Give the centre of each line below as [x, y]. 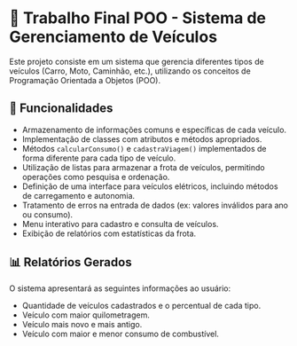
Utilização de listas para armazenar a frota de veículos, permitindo [143, 167]
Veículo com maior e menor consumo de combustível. [121, 334]
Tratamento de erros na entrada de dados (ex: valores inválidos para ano [155, 205]
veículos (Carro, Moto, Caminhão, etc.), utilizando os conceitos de [130, 71]
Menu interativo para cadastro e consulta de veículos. [120, 224]
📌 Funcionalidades [61, 109]
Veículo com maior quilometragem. [86, 315]
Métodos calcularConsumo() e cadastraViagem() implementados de [144, 148]
